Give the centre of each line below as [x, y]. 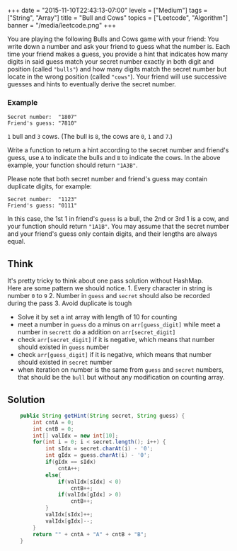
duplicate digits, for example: [50, 186]
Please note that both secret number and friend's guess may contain [107, 179]
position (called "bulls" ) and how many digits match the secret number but [117, 69]
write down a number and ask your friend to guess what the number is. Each [119, 46]
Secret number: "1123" [42, 200]
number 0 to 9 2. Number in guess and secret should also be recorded [109, 296]
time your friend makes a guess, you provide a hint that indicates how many [118, 54]
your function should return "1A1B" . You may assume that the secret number [118, 227]
